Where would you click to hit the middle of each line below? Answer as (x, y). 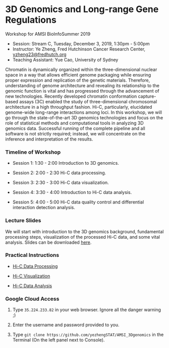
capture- (147, 96)
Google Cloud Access (32, 299)
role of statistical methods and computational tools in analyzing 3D (74, 123)
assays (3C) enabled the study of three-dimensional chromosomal (88, 101)
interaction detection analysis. (44, 207)
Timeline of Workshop (33, 152)
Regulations (31, 20)
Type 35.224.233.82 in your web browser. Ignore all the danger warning (87, 310)
